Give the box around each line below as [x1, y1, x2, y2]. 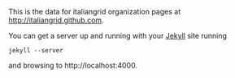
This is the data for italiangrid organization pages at [8, 7, 181, 16]
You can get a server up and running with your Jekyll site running [8, 31, 228, 40]
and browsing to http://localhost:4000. [8, 60, 138, 70]
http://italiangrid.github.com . [8, 15, 104, 25]
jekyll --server [8, 47, 63, 55]
